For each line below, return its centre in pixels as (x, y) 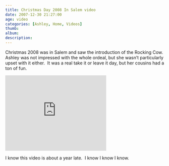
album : (12, 33)
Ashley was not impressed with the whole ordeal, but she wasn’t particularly (84, 57)
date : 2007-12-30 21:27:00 (34, 15)
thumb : (12, 29)
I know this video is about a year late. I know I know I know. (67, 158)
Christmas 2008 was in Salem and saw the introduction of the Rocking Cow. (84, 52)
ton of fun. (16, 68)
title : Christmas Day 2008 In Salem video (50, 10)
